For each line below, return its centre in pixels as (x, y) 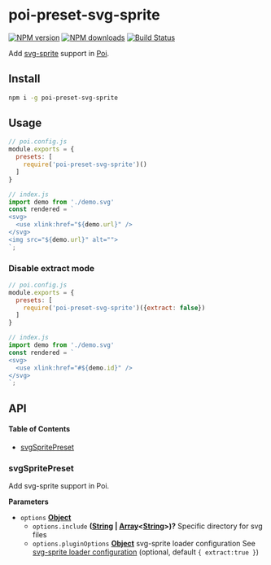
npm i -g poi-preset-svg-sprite (63, 98)
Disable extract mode (52, 268)
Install (24, 79)
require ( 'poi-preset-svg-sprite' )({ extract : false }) (114, 308)
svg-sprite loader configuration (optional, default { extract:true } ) (145, 552)
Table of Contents (39, 429)
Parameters (28, 501)
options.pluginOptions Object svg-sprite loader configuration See (144, 544)
